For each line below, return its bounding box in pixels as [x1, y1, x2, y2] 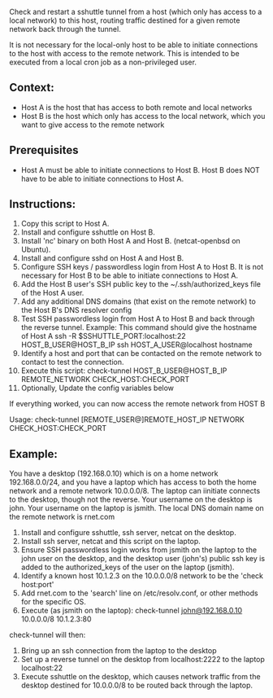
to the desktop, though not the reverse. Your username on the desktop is [9, 494, 253, 504]
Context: [9, 81, 55, 94]
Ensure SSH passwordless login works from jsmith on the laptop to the [20, 545, 258, 555]
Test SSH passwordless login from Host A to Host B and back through [20, 314, 255, 324]
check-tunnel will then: [9, 630, 86, 640]
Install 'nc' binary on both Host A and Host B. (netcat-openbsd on [20, 236, 240, 246]
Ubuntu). [20, 244, 51, 255]
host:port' [20, 580, 54, 590]
